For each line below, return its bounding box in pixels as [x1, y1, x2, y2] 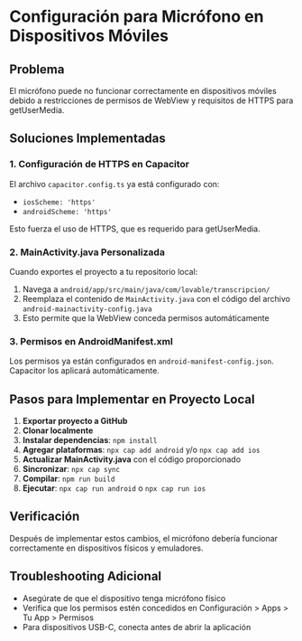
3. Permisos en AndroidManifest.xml [9, 335, 173, 347]
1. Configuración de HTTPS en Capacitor [9, 158, 190, 171]
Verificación [9, 509, 80, 524]
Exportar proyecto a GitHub [22, 416, 128, 427]
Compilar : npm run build [22, 473, 115, 485]
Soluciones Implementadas [9, 131, 167, 146]
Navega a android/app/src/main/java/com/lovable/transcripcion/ [22, 283, 270, 295]
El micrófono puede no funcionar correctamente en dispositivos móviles [9, 86, 277, 96]
